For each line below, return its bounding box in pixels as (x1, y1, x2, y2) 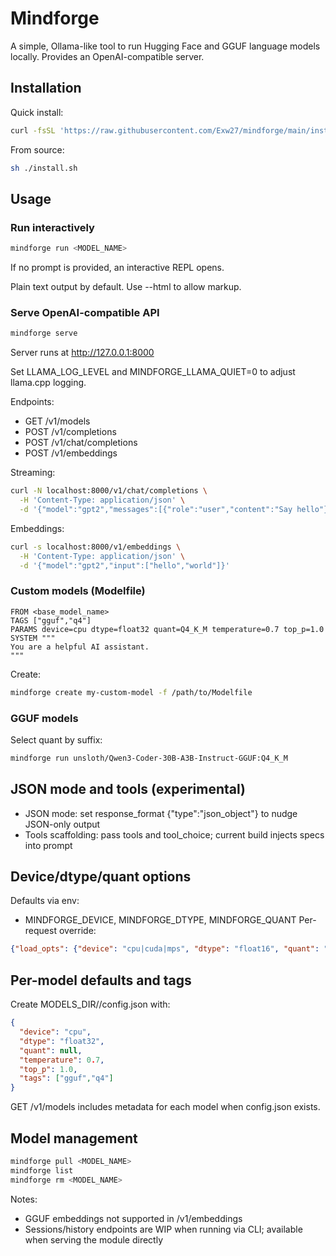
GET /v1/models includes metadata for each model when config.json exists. (10, 1101, 321, 1113)
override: (58, 925, 97, 937)
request (24, 925, 57, 937)
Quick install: (10, 106, 64, 118)
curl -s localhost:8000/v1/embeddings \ (10, 542, 182, 552)
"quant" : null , (19, 1045, 83, 1056)
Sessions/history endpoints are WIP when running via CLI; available (24, 1223, 303, 1235)
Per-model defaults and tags (10, 972, 192, 989)
